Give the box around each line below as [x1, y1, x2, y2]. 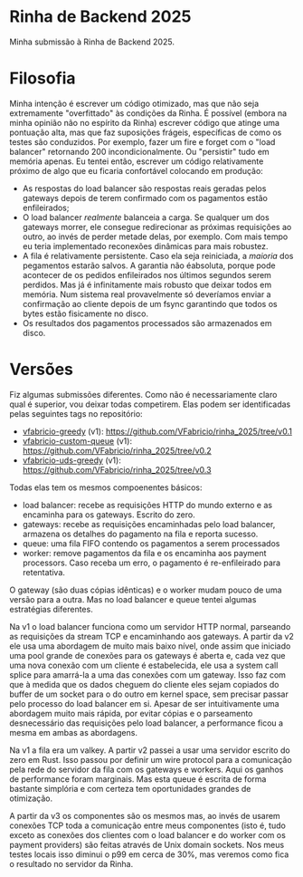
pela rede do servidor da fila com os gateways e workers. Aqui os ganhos [9, 764, 284, 775]
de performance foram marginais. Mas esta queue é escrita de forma [9, 773, 267, 785]
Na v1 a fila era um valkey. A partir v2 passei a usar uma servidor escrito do [9, 745, 291, 756]
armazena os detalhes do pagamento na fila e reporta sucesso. [22, 528, 259, 539]
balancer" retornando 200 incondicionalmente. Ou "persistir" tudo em [9, 146, 270, 157]
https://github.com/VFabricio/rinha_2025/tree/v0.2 [22, 445, 213, 456]
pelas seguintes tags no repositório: [9, 408, 143, 419]
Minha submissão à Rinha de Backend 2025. [9, 36, 175, 47]
